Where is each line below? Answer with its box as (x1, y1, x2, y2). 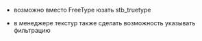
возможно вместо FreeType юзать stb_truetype (13, 6, 151, 14)
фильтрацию (13, 27, 51, 34)
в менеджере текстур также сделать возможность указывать (13, 19, 196, 27)
